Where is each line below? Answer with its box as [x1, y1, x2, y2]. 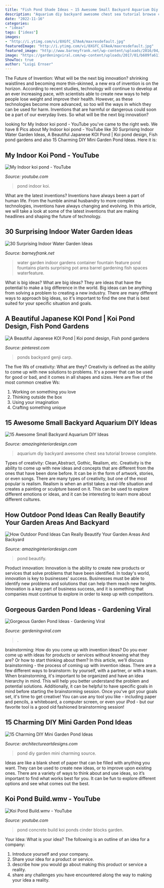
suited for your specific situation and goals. [5, 300, 92, 306]
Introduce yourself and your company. [12, 851, 89, 857]
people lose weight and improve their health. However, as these [5, 96, 133, 102]
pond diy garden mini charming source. [17, 750, 97, 756]
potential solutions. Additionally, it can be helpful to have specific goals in [5, 683, 153, 689]
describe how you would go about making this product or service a [12, 861, 147, 867]
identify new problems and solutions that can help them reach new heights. [5, 581, 157, 587]
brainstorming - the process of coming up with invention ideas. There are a [5, 663, 156, 668]
